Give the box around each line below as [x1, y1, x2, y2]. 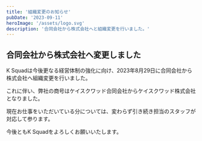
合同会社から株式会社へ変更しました [6, 50, 141, 60]
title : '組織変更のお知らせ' [6, 8, 71, 15]
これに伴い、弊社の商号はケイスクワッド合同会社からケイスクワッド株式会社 [6, 87, 196, 94]
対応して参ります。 [6, 116, 54, 123]
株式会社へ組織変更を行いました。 [6, 74, 91, 82]
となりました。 [6, 95, 43, 102]
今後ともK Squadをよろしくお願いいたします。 [6, 128, 122, 136]
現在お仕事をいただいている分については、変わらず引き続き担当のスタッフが [6, 108, 196, 115]
